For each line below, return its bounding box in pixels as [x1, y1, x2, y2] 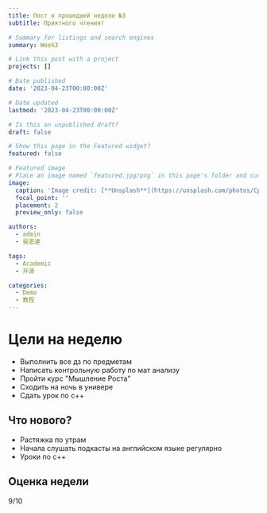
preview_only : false [15, 209, 83, 217]
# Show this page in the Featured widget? [8, 143, 151, 151]
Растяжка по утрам [19, 435, 87, 444]
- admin [15, 230, 41, 239]
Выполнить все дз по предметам [19, 356, 133, 366]
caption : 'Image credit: [15, 186, 98, 194]
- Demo [15, 288, 37, 297]
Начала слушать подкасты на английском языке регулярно [19, 443, 222, 452]
